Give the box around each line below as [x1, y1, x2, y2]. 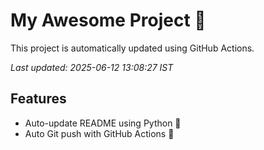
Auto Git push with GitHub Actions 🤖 [24, 127, 175, 139]
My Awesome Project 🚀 [10, 9, 207, 32]
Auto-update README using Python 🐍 [24, 117, 182, 129]
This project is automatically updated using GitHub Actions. [10, 42, 255, 54]
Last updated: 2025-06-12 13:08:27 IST [10, 61, 174, 73]
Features [10, 90, 67, 108]
